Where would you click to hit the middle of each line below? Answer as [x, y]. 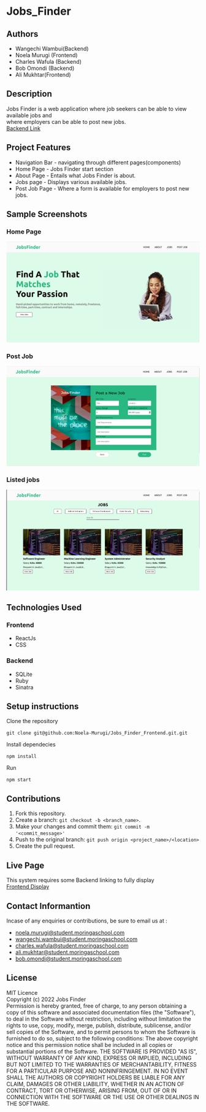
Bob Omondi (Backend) [45, 68]
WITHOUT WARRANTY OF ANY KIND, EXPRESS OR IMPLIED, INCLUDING [99, 1058]
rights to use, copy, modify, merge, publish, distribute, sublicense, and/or [99, 1025]
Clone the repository [32, 721]
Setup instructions [43, 707]
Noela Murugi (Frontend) [46, 55]
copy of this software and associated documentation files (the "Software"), [101, 1012]
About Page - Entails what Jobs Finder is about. [75, 175]
